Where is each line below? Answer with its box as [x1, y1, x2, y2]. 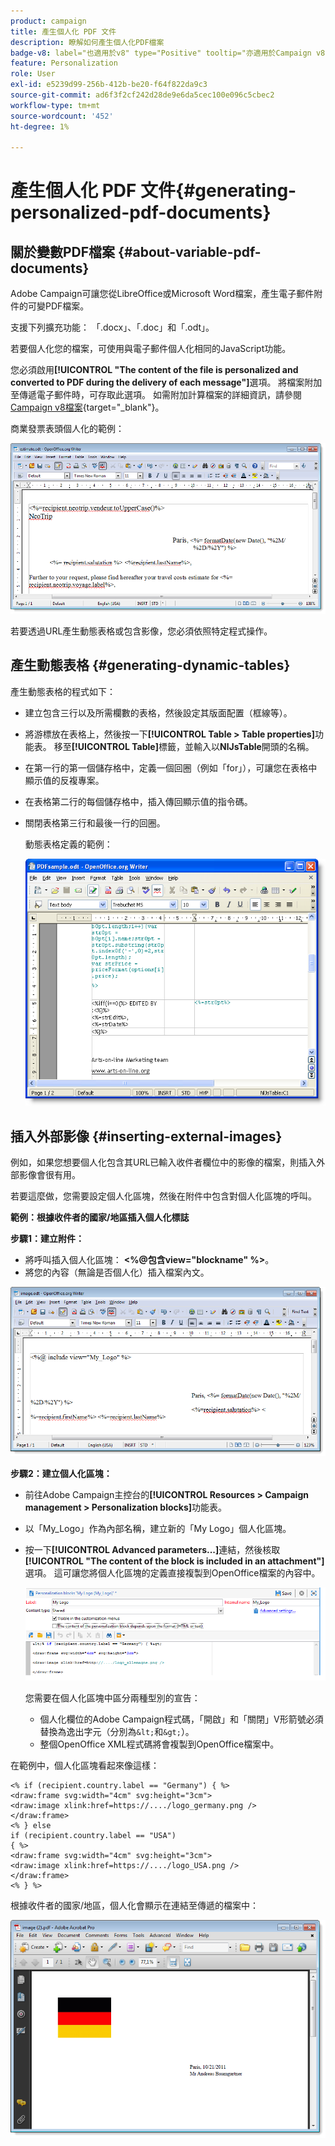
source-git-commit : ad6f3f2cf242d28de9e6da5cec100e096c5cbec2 [10, 90, 275, 100]
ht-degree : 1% [10, 121, 70, 132]
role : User [10, 69, 56, 79]
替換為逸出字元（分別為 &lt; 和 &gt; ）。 [39, 1726, 195, 1738]
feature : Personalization [10, 58, 118, 69]
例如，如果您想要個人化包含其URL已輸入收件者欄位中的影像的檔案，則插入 [10, 1156, 317, 1169]
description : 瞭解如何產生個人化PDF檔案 [10, 37, 165, 47]
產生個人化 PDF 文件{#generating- [10, 180, 297, 202]
